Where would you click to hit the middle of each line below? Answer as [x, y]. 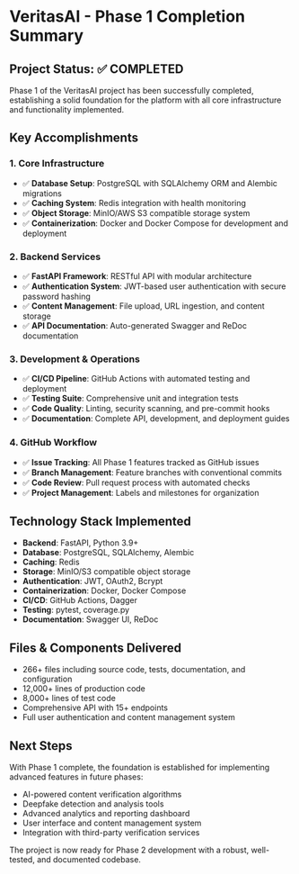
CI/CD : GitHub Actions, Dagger [79, 600]
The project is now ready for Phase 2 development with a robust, [129, 850]
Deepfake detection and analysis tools [93, 804]
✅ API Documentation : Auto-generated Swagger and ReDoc [134, 325]
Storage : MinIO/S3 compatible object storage [106, 572]
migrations [42, 193]
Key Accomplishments [74, 138]
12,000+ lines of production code [84, 689]
